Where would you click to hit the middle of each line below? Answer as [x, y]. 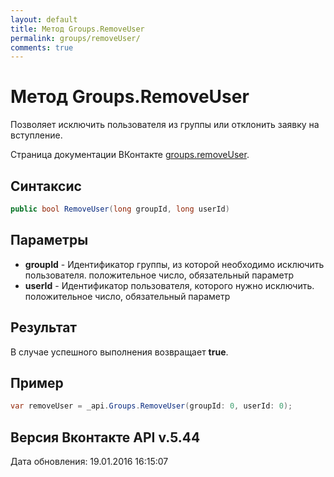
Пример [37, 382]
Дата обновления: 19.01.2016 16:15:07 [89, 461]
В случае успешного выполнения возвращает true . [119, 352]
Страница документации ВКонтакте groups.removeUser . [130, 155]
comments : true [42, 47]
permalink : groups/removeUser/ [75, 38]
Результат [44, 327]
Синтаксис [46, 186]
